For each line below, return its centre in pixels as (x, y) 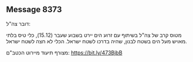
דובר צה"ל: (18, 23)
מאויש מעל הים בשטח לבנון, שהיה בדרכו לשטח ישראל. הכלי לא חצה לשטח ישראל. (96, 41)
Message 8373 (34, 10)
